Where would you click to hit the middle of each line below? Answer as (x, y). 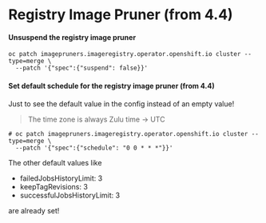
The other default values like (55, 162)
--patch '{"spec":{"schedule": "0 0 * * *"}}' (94, 148)
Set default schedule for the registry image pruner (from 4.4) (112, 86)
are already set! (34, 210)
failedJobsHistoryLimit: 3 (61, 178)
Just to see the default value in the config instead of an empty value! (121, 104)
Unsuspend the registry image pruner (72, 37)
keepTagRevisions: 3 (54, 186)
